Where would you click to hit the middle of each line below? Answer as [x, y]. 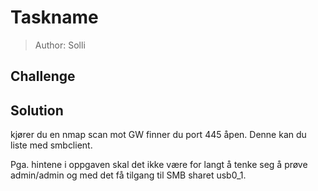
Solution [37, 110]
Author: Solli [60, 45]
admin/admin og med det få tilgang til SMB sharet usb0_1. [128, 175]
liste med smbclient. [51, 145]
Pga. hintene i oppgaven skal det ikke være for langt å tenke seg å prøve [159, 165]
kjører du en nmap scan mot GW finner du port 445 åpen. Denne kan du [158, 135]
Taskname [54, 17]
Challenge [43, 76]
